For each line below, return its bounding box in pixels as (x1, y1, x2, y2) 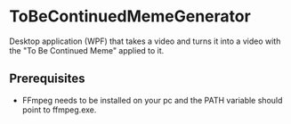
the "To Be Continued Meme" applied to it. (9, 45, 165, 55)
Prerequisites (9, 71, 85, 87)
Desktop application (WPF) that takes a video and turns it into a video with (9, 36, 281, 46)
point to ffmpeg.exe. (21, 104, 97, 115)
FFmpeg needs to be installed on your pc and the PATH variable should (21, 95, 283, 105)
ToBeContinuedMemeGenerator (9, 6, 251, 27)
